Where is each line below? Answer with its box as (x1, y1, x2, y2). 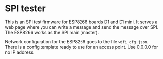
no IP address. (5, 49, 35, 55)
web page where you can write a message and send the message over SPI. (5, 24, 159, 30)
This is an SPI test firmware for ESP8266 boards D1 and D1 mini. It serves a (5, 19, 158, 25)
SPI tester (5, 3, 46, 14)
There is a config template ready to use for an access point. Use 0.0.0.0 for (5, 44, 158, 50)
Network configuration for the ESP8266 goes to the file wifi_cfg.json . (5, 39, 149, 44)
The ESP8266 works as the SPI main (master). (5, 29, 99, 35)
